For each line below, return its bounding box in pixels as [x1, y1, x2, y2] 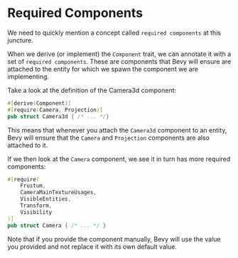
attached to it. [7, 140, 48, 150]
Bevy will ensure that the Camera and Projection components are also [7, 133, 210, 142]
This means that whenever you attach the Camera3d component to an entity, [7, 125, 227, 134]
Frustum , [20, 182, 46, 189]
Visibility [20, 208, 53, 215]
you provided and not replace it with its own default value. [7, 242, 178, 251]
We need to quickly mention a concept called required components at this [7, 28, 222, 37]
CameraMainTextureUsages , [20, 189, 97, 196]
